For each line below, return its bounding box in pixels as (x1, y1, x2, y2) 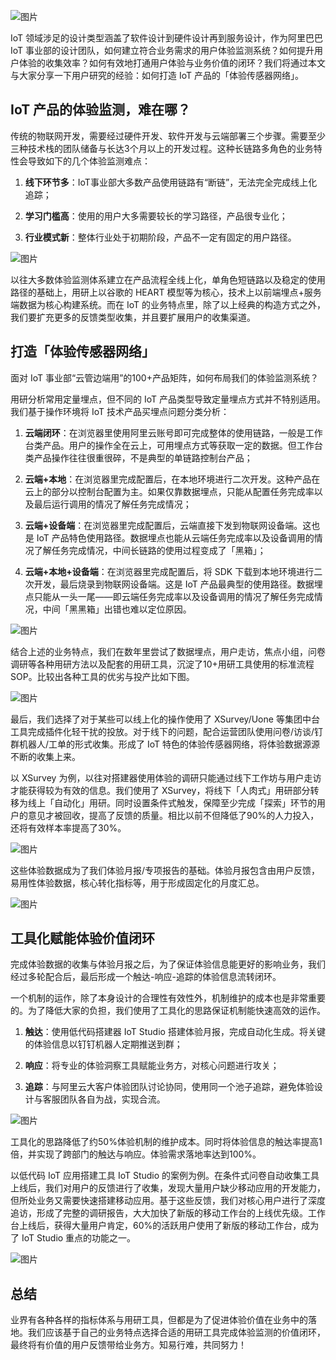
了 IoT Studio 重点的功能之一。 (10, 1232, 137, 1244)
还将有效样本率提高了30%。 (10, 821, 127, 834)
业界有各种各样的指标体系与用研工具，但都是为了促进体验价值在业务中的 (10, 1314, 308, 1326)
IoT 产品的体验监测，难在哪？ (10, 101, 192, 119)
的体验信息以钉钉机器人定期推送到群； (24, 1038, 183, 1050)
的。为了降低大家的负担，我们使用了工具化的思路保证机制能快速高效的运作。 (10, 1005, 326, 1017)
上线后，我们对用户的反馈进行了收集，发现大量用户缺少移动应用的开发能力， (10, 1182, 326, 1194)
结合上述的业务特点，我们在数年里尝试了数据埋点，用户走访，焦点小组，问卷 (10, 645, 326, 657)
